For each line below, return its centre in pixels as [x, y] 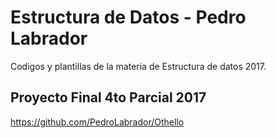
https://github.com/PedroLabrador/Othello [97, 122]
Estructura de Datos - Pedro [128, 17]
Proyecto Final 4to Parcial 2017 [108, 97]
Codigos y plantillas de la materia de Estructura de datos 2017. [138, 66]
